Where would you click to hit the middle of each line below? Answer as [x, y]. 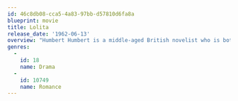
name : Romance [41, 87]
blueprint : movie [33, 21]
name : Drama [38, 67]
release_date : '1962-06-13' [49, 34]
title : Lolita [28, 27]
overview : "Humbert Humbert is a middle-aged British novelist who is [114, 41]
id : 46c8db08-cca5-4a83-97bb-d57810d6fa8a [71, 14]
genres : [19, 47]
